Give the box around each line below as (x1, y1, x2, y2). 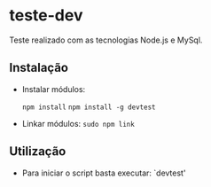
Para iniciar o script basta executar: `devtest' (21, 168, 186, 178)
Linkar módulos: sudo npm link (21, 118, 135, 129)
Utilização (9, 144, 66, 160)
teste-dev (9, 5, 83, 26)
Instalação (9, 60, 69, 75)
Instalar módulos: (21, 83, 86, 94)
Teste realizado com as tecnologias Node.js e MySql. (9, 35, 203, 45)
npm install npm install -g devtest (21, 103, 156, 112)
